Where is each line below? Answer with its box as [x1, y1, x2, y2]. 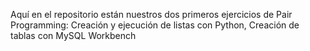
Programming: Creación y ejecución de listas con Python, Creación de [10, 19, 300, 31]
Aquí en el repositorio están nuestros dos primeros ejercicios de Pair [10, 9, 293, 20]
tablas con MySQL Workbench [10, 30, 137, 41]
